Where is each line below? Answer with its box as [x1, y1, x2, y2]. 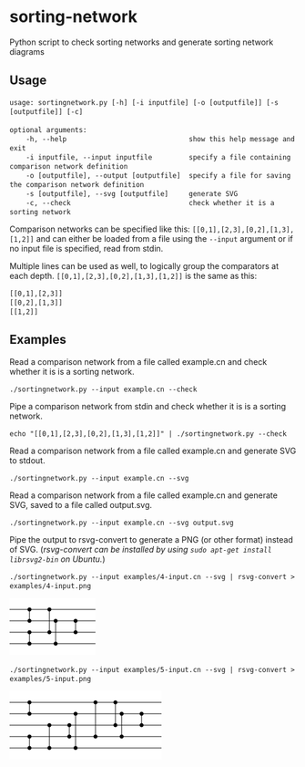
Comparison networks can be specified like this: [9, 223, 191, 234]
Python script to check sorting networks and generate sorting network [9, 36, 274, 47]
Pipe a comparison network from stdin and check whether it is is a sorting [9, 400, 287, 411]
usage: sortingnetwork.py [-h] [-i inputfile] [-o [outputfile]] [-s [9, 98, 280, 107]
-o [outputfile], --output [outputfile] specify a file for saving [25, 171, 291, 180]
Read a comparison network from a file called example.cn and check [9, 356, 268, 367]
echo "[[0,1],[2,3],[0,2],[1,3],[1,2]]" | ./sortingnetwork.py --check [9, 429, 287, 439]
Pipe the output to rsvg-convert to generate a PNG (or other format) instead [9, 534, 293, 544]
